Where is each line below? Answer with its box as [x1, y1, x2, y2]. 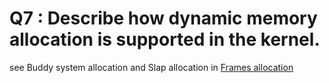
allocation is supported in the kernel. [9, 28, 321, 51]
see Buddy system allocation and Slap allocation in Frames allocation [9, 61, 294, 73]
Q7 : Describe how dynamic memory [9, 7, 318, 30]
